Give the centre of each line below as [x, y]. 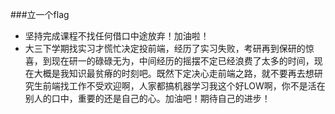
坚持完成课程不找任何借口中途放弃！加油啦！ [117, 36]
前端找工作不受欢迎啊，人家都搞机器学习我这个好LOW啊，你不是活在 [184, 86]
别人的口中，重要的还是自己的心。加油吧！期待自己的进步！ [147, 98]
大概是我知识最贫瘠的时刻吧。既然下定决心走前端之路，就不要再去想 [174, 73]
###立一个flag [40, 14]
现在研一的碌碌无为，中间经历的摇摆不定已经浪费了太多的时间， [183, 61]
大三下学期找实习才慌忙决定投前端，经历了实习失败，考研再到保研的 [165, 48]
